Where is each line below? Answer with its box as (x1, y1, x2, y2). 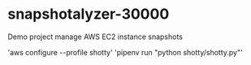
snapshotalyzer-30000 (7, 5, 170, 24)
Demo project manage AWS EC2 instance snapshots (7, 32, 184, 41)
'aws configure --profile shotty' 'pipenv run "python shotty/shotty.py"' (7, 47, 243, 57)
